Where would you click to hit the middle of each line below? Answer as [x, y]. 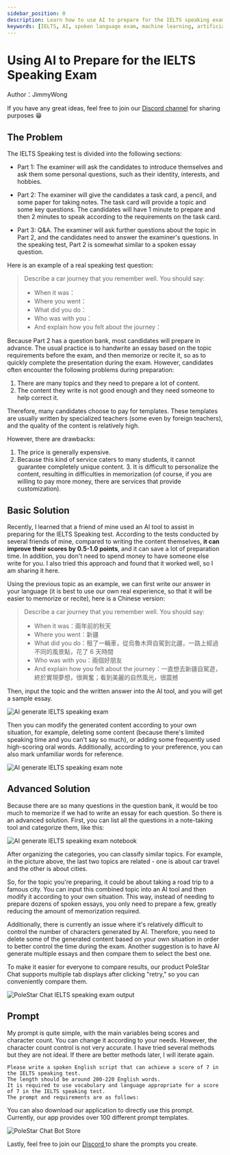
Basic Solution [38, 510]
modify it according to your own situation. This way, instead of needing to [111, 896]
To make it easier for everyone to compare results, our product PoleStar [108, 967]
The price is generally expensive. [64, 452]
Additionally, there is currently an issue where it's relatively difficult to [105, 924]
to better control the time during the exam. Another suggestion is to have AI [114, 946]
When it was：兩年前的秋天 [73, 626]
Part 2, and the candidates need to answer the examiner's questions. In [117, 237]
